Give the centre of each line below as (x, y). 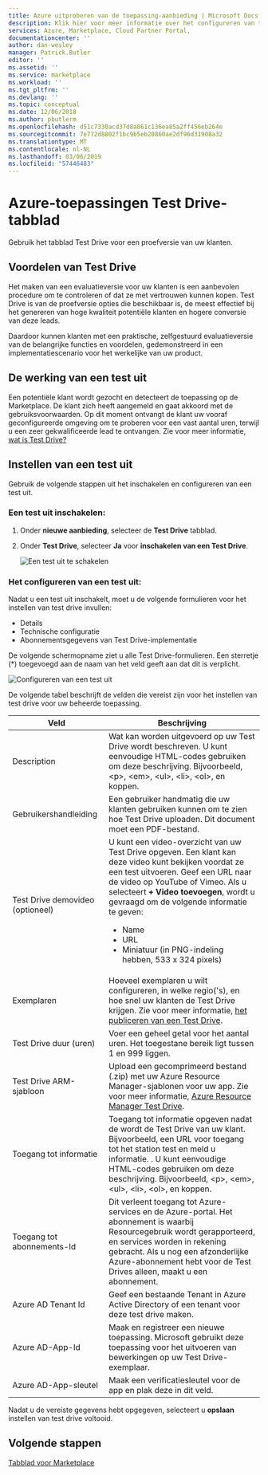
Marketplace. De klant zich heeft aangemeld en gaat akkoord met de (121, 405)
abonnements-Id (44, 1247)
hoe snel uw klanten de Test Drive (172, 1001)
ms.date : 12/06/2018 (43, 112)
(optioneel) (33, 910)
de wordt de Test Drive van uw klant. (177, 1129)
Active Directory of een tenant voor (175, 1304)
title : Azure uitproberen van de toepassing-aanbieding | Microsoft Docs (134, 16)
